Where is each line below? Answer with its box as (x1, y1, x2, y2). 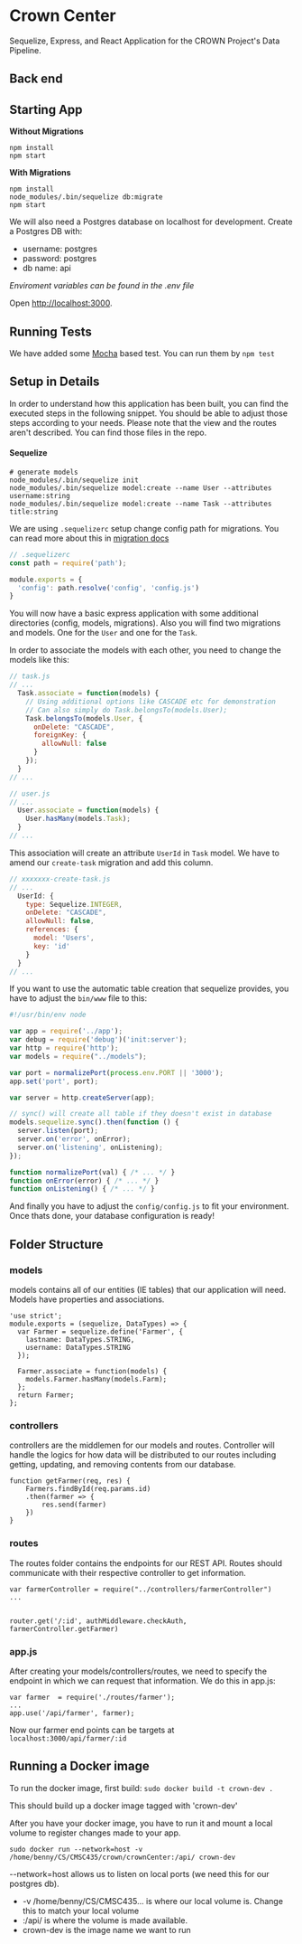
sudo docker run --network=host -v (9, 1845, 143, 1854)
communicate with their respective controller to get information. (9, 1567, 246, 1578)
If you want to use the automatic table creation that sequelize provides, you (9, 983, 289, 995)
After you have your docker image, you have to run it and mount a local (9, 1817, 273, 1828)
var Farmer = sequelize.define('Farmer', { (17, 1327, 183, 1336)
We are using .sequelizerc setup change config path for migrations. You (9, 523, 279, 533)
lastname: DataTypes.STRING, (25, 1335, 135, 1345)
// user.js (9, 788, 50, 798)
